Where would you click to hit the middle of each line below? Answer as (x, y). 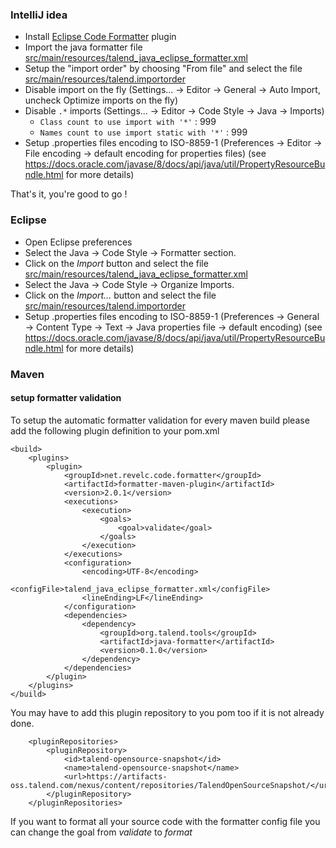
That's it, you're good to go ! (69, 194)
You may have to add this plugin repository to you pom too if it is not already (167, 712)
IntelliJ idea (39, 15)
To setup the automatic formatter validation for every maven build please (160, 420)
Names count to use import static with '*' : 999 (143, 132)
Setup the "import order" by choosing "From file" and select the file (163, 69)
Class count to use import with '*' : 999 (128, 122)
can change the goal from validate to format (101, 832)
